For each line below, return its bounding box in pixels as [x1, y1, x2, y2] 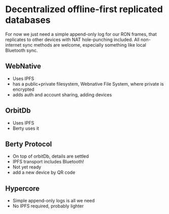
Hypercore [5, 184, 40, 193]
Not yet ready [12, 164, 41, 170]
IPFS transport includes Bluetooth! [12, 159, 85, 165]
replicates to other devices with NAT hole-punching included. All [5, 37, 140, 43]
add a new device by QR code [12, 169, 75, 175]
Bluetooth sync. [5, 47, 38, 53]
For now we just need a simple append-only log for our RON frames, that [5, 31, 157, 37]
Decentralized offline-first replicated [5, 4, 163, 15]
